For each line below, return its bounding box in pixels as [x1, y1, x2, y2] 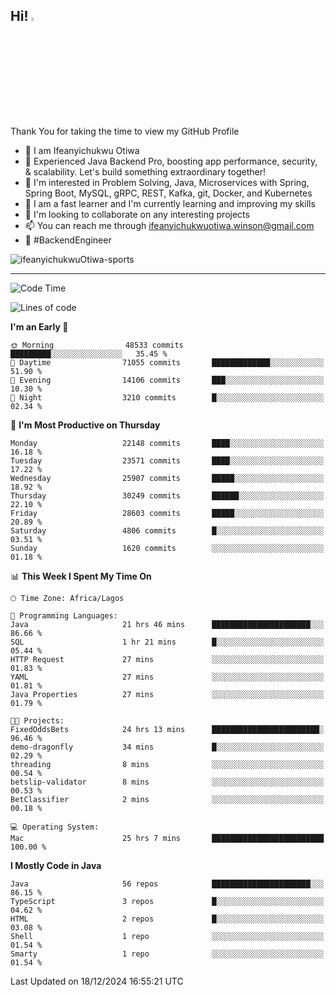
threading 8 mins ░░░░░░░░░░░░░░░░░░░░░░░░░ [10, 759, 325, 769]
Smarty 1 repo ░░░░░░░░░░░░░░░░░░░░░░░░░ [10, 949, 325, 959]
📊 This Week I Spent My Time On [10, 570, 152, 582]
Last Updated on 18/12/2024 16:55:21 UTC [10, 975, 184, 987]
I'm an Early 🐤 [10, 320, 69, 333]
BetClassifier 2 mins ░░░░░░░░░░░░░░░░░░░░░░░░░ [10, 794, 325, 804]
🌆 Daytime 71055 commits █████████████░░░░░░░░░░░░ [10, 357, 325, 368]
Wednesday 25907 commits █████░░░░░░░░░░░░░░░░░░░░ [10, 473, 325, 483]
